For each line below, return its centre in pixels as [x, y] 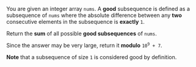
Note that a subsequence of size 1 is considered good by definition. [92, 57]
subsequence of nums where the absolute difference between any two [94, 15]
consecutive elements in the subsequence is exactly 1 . [75, 22]
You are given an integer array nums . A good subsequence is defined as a [98, 9]
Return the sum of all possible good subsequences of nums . [82, 33]
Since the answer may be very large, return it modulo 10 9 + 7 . [85, 45]
